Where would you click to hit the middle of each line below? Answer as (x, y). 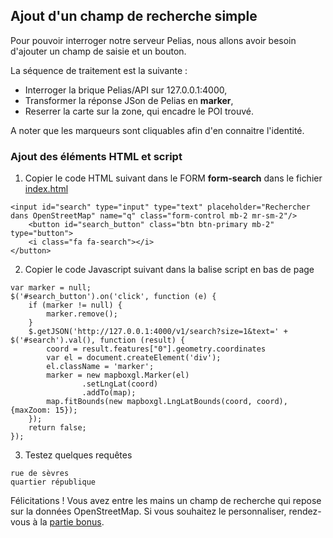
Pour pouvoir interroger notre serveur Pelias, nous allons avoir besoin (153, 40)
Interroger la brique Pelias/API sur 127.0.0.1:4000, (126, 90)
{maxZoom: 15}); (44, 410)
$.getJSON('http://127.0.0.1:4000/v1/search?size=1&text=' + (158, 332)
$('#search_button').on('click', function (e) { (113, 297)
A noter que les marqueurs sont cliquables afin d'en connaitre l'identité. (157, 130)
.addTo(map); (109, 393)
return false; (57, 428)
